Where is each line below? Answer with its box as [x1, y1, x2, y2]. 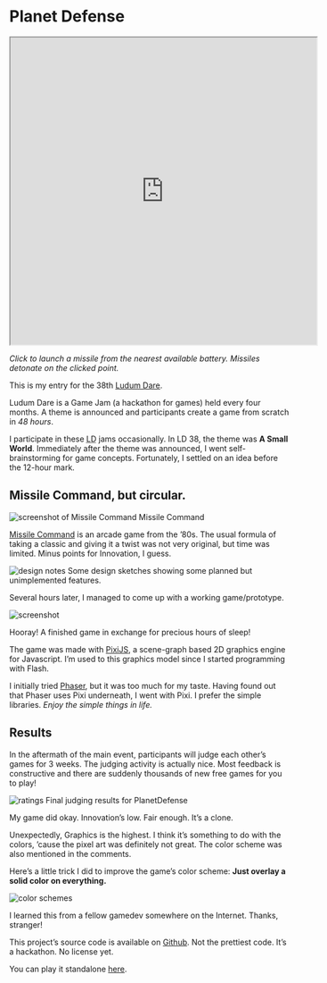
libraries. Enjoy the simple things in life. [9, 699, 153, 710]
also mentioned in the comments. [9, 848, 132, 859]
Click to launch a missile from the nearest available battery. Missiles [9, 353, 260, 364]
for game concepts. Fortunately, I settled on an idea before [61, 452, 279, 463]
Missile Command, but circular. [9, 488, 186, 503]
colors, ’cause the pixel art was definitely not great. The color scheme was [9, 838, 282, 850]
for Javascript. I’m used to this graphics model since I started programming [9, 653, 285, 664]
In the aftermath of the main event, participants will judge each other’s [9, 749, 266, 760]
